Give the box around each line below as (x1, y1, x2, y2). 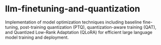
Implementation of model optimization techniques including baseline (5, 19, 142, 25)
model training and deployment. (5, 34, 69, 40)
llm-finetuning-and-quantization (5, 3, 140, 14)
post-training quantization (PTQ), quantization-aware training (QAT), (20, 24, 157, 30)
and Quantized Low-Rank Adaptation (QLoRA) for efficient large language (5, 29, 153, 35)
